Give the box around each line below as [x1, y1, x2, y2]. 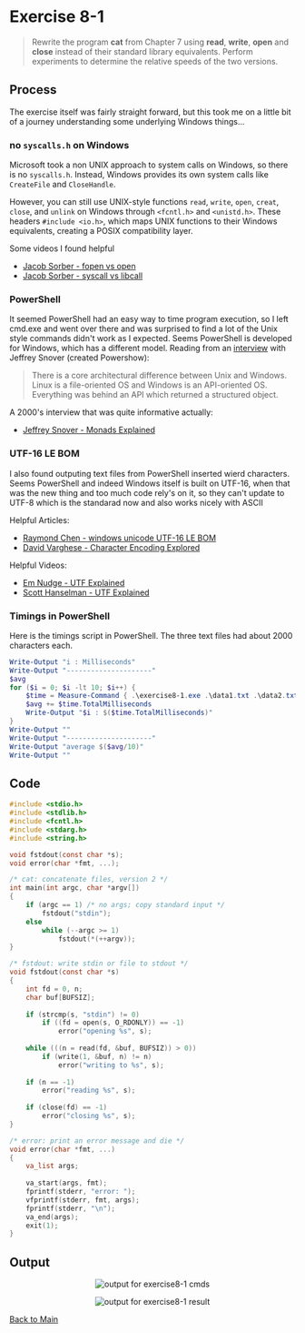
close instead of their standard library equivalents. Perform [31, 45, 253, 56]
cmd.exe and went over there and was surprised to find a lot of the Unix [9, 323, 279, 334]
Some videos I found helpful [9, 243, 115, 254]
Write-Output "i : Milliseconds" [9, 657, 136, 666]
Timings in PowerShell [9, 610, 111, 622]
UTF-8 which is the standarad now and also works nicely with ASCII [9, 497, 263, 508]
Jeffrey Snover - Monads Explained [22, 425, 156, 436]
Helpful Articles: [9, 514, 70, 525]
